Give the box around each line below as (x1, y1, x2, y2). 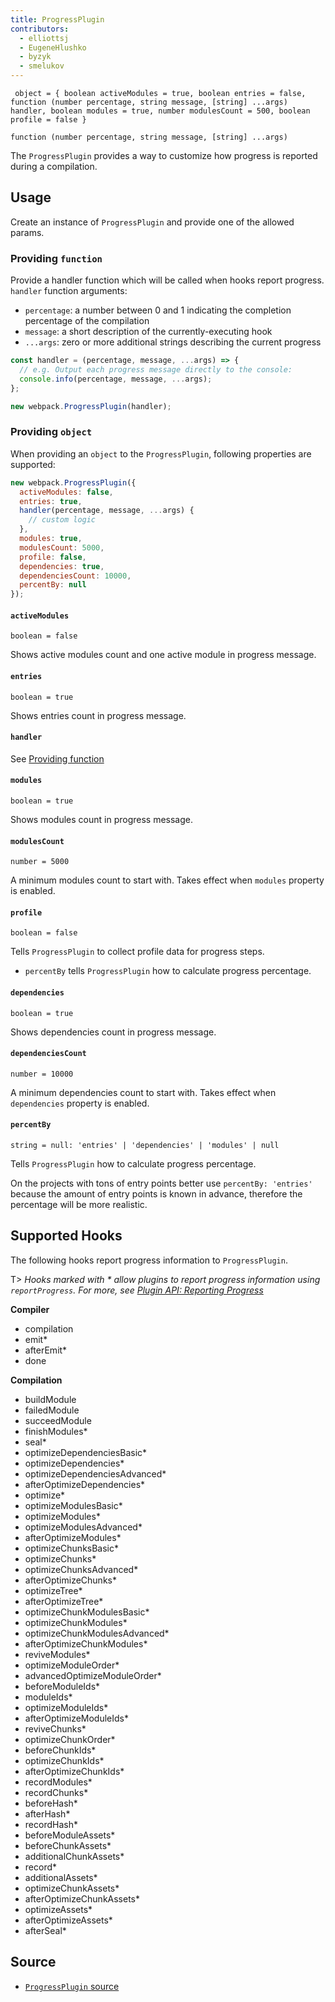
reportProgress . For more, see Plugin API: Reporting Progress (10, 1284, 264, 1296)
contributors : (10, 24, 70, 34)
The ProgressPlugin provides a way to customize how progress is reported (10, 150, 318, 161)
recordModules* (24, 1776, 93, 1788)
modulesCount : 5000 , (19, 542, 105, 553)
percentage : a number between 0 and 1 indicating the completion (24, 304, 292, 316)
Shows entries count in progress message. (10, 709, 187, 721)
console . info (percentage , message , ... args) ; (19, 374, 213, 384)
